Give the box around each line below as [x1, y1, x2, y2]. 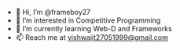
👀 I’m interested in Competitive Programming [15, 16, 161, 25]
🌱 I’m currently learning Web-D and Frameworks [15, 24, 173, 33]
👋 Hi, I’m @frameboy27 [15, 8, 91, 16]
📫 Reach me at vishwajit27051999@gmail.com [15, 33, 169, 42]
